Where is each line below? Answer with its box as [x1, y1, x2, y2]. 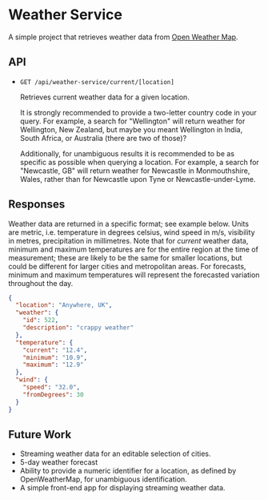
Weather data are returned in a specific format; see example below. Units [8, 219, 250, 228]
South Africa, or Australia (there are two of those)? [19, 133, 187, 143]
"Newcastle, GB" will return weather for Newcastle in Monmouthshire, [19, 166, 250, 175]
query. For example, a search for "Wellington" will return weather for [19, 116, 246, 126]
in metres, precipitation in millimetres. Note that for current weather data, [8, 236, 249, 245]
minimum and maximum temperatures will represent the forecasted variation [8, 270, 260, 280]
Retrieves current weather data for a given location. [19, 92, 190, 102]
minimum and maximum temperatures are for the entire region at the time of [8, 244, 258, 254]
